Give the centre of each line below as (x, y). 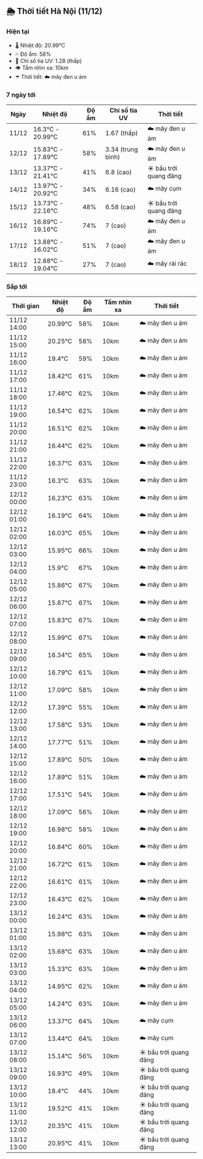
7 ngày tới (21, 95)
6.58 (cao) (121, 207)
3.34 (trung (122, 150)
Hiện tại (18, 32)
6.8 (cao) (118, 172)
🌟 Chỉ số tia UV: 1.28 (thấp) (48, 61)
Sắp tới (17, 286)
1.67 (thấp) (121, 133)
